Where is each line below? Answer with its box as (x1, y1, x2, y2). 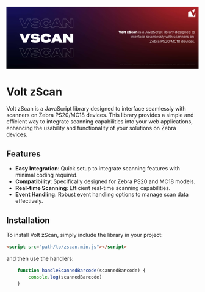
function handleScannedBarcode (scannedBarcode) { (17, 267, 146, 274)
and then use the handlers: (6, 255, 74, 262)
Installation (6, 215, 50, 225)
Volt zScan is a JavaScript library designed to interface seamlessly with (6, 105, 186, 112)
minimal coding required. (15, 172, 78, 179)
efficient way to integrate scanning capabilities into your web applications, (6, 118, 193, 125)
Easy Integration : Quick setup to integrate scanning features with (15, 165, 181, 172)
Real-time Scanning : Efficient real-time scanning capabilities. (15, 184, 171, 192)
